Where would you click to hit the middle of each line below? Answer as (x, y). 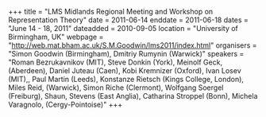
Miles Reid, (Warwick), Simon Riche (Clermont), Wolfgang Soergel (116, 88)
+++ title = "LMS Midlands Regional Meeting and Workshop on (111, 12)
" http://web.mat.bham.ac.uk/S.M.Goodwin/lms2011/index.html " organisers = (133, 45)
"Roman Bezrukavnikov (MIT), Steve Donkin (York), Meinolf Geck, (116, 62)
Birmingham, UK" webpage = (56, 37)
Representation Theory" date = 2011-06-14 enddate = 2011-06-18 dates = (128, 20)
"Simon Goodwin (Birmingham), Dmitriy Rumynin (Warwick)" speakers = (126, 54)
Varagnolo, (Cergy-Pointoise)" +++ (66, 104)
